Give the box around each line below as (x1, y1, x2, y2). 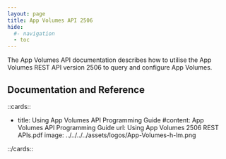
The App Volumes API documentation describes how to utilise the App (7, 56, 212, 64)
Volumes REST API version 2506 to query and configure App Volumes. (7, 63, 213, 72)
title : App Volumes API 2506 (7, 17, 93, 24)
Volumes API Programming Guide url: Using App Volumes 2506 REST (17, 123, 219, 132)
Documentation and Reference (7, 84, 145, 96)
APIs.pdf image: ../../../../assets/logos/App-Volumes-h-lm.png (17, 131, 196, 139)
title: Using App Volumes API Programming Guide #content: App (17, 115, 205, 124)
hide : (7, 23, 23, 30)
